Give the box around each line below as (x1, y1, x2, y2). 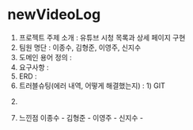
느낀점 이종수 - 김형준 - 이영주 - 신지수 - (18, 113, 144, 122)
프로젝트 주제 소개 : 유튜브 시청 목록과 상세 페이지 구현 (18, 32, 186, 42)
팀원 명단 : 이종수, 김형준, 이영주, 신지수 (18, 42, 142, 52)
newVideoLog (7, 6, 101, 24)
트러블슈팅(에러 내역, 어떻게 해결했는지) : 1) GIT (18, 81, 165, 90)
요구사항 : (18, 62, 49, 72)
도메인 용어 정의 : (18, 52, 72, 62)
